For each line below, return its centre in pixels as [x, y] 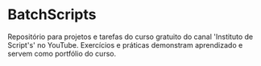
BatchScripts [52, 15]
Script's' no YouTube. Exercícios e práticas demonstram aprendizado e [125, 45]
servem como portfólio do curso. [62, 53]
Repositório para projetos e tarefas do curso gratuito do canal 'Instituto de [130, 37]
